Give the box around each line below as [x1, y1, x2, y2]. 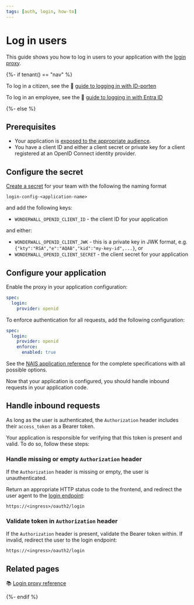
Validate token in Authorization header [6, 517, 118, 525]
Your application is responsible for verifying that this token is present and [6, 434, 182, 441]
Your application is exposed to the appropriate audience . [14, 137, 151, 144]
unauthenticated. [6, 475, 47, 482]
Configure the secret [6, 167, 84, 177]
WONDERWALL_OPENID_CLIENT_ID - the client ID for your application [14, 215, 168, 223]
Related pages [6, 564, 60, 574]
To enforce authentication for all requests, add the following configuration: [6, 316, 185, 323]
